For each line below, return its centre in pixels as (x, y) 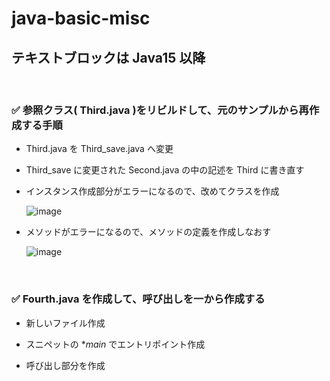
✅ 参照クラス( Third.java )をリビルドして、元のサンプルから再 (160, 110)
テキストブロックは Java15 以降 (108, 57)
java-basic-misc (81, 18)
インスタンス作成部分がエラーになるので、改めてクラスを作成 (152, 191)
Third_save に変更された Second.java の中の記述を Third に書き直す (165, 170)
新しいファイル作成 (65, 323)
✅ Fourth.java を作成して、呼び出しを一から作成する (138, 299)
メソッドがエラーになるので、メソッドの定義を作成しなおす (148, 232)
